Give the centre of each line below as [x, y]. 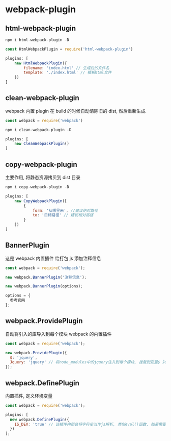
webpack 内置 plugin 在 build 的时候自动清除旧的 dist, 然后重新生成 [76, 111]
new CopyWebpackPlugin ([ [41, 201]
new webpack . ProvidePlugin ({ [36, 353]
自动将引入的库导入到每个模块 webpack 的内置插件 [59, 334]
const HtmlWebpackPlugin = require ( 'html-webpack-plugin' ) [69, 49]
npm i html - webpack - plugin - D [37, 40]
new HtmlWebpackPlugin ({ [41, 63]
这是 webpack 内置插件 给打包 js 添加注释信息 [53, 258]
